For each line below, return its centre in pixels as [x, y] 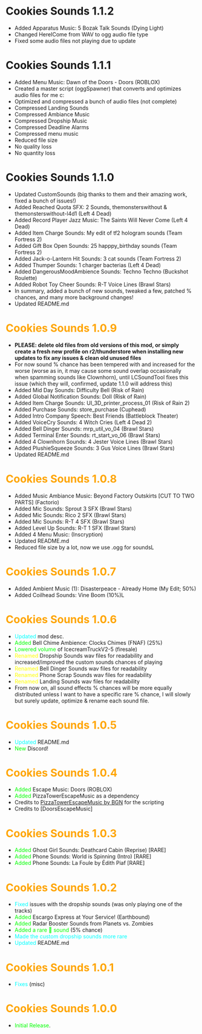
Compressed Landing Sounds [51, 108]
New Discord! [31, 748]
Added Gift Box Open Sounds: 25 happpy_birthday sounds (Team [96, 245]
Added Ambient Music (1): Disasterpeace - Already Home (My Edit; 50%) [105, 589]
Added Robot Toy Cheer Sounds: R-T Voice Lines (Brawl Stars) [93, 284]
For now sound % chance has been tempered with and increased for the [105, 364]
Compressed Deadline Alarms [51, 127]
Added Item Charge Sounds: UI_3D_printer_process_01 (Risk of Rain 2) [102, 403]
